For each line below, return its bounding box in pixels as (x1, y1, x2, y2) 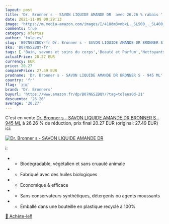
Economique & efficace (20, 182, 69, 188)
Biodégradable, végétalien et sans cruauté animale (20, 161, 125, 167)
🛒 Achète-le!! (5, 213, 33, 219)
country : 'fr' (5, 78, 35, 83)
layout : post (5, 7, 33, 13)
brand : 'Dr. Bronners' (5, 87, 53, 92)
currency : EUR (5, 59, 35, 64)
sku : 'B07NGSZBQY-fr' (5, 45, 51, 50)
